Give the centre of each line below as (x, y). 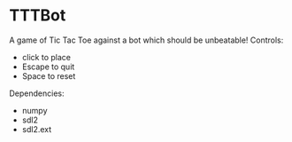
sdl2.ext (37, 129)
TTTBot (38, 16)
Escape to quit (48, 67)
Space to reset (49, 75)
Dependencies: (37, 93)
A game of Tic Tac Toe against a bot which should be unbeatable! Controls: (146, 40)
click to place (46, 57)
